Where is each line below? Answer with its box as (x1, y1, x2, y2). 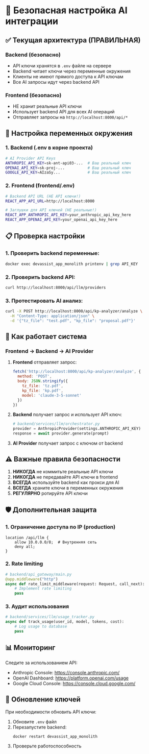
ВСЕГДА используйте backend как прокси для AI (12, 479, 120, 485)
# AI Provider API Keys (5, 156, 56, 161)
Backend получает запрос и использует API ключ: (12, 411, 122, 418)
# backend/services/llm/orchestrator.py (12, 421, 100, 427)
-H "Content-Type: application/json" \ (10, 313, 95, 319)
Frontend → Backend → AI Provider (5, 348, 94, 354)
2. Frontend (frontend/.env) (5, 182, 75, 189)
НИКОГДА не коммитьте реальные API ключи (12, 468, 113, 474)
